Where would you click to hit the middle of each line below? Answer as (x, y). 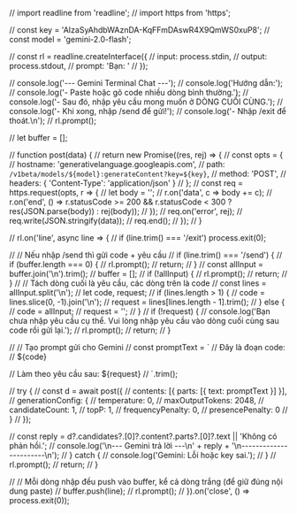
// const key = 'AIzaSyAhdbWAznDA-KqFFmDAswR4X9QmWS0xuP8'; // (140, 30)
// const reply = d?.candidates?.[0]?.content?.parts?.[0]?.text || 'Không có (143, 436)
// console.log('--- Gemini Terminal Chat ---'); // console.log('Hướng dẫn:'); (146, 83)
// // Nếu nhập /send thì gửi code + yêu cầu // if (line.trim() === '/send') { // (146, 255)
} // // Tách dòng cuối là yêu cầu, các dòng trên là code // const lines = (138, 283)
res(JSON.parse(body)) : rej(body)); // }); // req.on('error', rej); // (126, 211)
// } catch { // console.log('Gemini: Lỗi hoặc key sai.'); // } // (169, 455)
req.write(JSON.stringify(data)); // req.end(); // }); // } (106, 221)
